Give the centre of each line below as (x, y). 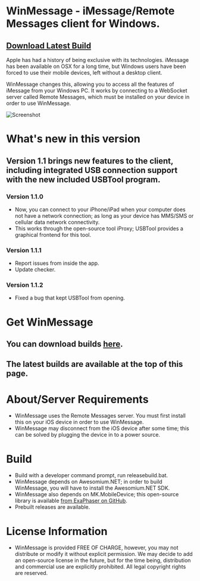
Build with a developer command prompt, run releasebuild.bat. (91, 475)
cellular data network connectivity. (57, 222)
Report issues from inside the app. (57, 263)
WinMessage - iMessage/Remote (90, 11)
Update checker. (35, 270)
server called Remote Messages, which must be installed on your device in (98, 97)
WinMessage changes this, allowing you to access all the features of (90, 84)
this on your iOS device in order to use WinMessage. (79, 422)
